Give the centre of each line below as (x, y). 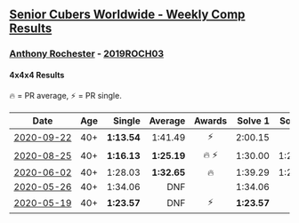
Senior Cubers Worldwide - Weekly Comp (127, 15)
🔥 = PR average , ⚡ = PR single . (65, 95)
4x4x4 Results (37, 75)
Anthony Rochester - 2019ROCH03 (87, 54)
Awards (211, 121)
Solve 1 (253, 121)
